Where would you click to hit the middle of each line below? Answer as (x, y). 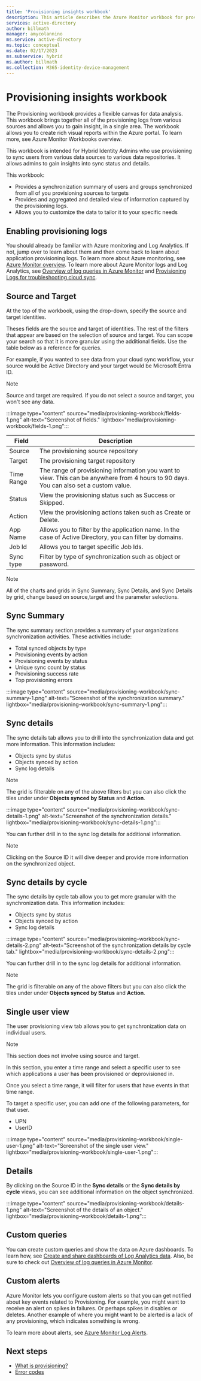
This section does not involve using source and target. (73, 1056)
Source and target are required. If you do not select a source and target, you (100, 395)
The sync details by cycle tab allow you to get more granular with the (91, 897)
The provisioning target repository (87, 460)
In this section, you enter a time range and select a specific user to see (93, 1068)
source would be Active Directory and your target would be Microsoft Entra (99, 366)
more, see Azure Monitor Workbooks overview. (64, 139)
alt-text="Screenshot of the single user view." (92, 1146)
